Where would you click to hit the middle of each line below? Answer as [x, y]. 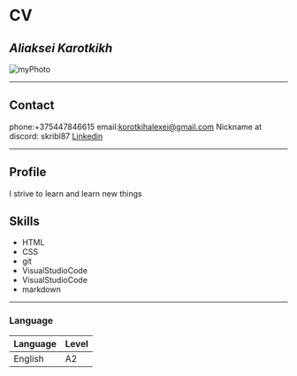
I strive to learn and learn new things [76, 193]
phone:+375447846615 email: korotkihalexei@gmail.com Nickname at [136, 127]
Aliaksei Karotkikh [61, 48]
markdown [42, 289]
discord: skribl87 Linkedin [56, 136]
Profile [28, 172]
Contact [32, 106]
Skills [24, 222]
